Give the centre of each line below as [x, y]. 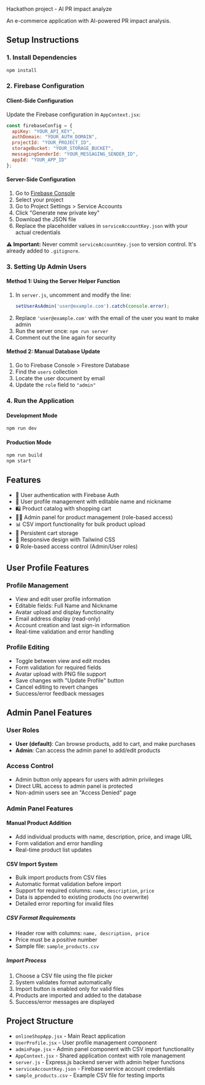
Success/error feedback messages [60, 693]
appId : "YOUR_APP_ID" [40, 160]
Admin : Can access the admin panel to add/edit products [88, 750]
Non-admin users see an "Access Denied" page [76, 793]
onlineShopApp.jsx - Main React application [70, 1036]
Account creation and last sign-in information [72, 625]
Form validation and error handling [59, 843]
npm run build [25, 455]
